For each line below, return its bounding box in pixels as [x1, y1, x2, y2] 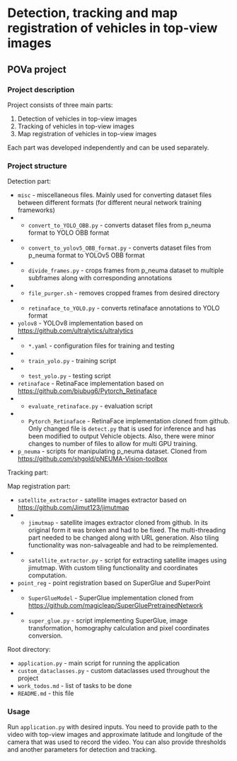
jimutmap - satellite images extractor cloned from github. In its [28, 518, 209, 527]
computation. [28, 571, 67, 579]
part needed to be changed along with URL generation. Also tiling [28, 533, 219, 542]
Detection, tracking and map [7, 5, 178, 21]
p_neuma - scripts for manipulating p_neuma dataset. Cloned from [17, 447, 207, 455]
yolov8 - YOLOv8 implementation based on [17, 319, 144, 328]
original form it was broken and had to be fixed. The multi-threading [28, 526, 226, 535]
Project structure [7, 161, 67, 171]
